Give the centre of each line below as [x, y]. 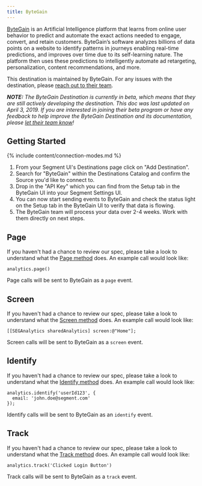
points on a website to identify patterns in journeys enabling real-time [93, 48]
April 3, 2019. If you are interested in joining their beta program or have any [100, 109]
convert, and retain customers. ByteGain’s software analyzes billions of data [101, 41]
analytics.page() [29, 269]
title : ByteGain [27, 12]
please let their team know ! [41, 122]
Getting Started [36, 141]
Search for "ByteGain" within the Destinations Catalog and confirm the [103, 174]
